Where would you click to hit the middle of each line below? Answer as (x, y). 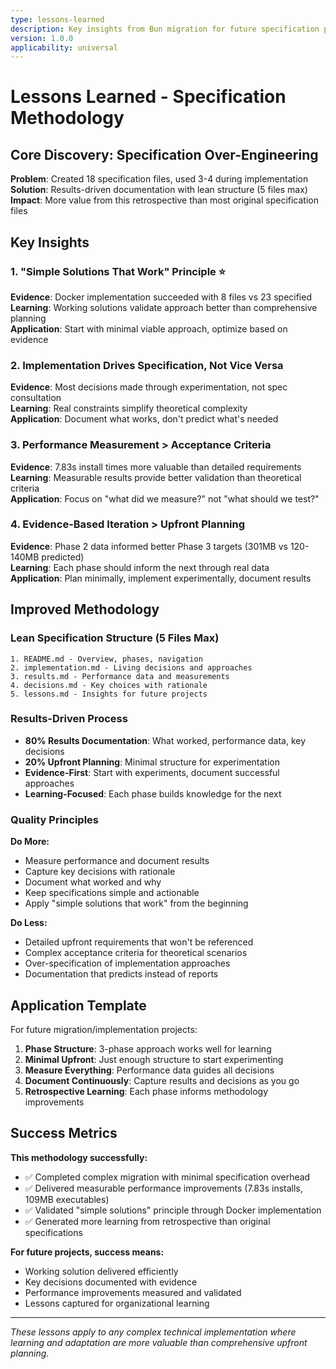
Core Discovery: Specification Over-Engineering (164, 154)
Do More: (30, 842)
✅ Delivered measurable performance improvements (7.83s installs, (163, 1188)
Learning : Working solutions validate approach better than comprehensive (164, 307)
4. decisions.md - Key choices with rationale (109, 685)
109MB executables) (67, 1199)
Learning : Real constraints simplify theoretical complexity (129, 408)
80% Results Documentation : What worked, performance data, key (165, 740)
